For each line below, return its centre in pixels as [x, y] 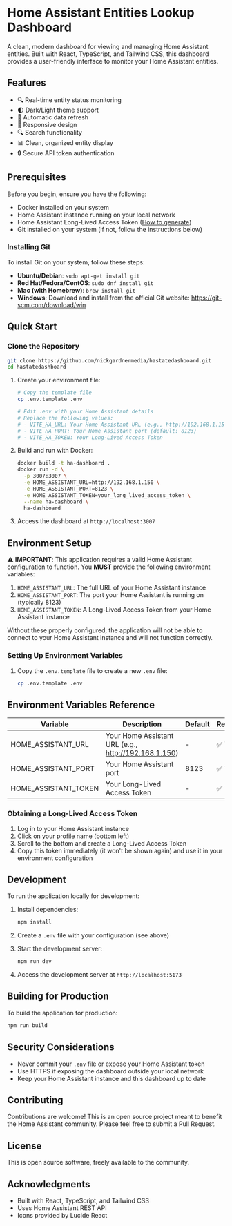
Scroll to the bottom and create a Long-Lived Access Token [102, 843]
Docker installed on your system [63, 207]
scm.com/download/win [51, 304]
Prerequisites [37, 177]
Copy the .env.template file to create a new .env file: [92, 670]
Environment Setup [49, 543]
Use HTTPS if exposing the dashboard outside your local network [110, 1071]
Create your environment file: [59, 380]
